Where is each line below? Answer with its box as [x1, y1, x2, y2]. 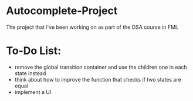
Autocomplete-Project [6, 4, 118, 18]
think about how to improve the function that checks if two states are [14, 76, 181, 83]
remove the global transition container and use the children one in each [14, 63, 188, 70]
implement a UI [14, 88, 52, 95]
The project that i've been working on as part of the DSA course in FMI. [6, 23, 179, 31]
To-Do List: [6, 44, 62, 58]
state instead [14, 69, 46, 77]
